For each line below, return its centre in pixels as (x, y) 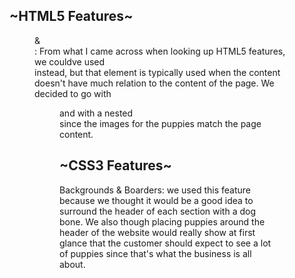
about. (72, 264)
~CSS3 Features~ (115, 165)
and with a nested (96, 113)
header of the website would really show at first (157, 232)
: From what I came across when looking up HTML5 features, (160, 51)
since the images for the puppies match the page (160, 123)
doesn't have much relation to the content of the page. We (154, 83)
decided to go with (73, 93)
